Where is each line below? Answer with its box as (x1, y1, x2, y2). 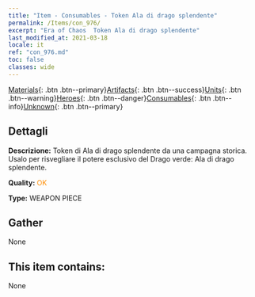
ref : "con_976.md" (8, 48, 69, 56)
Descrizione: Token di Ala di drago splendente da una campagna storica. (8, 146, 248, 155)
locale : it (8, 41, 44, 49)
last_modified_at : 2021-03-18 (8, 33, 108, 42)
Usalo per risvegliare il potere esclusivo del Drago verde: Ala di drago (8, 154, 235, 163)
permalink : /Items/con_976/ (8, 19, 101, 27)
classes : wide (8, 63, 55, 71)
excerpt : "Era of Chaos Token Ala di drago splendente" (8, 26, 200, 34)
